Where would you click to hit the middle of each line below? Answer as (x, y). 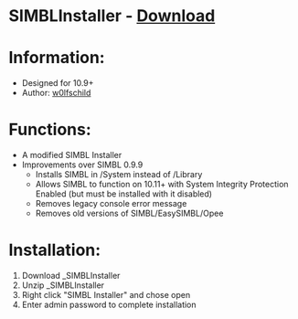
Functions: (50, 130)
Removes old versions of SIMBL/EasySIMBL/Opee (129, 213)
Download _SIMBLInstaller (71, 276)
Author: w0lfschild (56, 93)
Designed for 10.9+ (58, 83)
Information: (57, 58)
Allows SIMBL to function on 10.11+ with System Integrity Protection (162, 185)
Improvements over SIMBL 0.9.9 (82, 165)
